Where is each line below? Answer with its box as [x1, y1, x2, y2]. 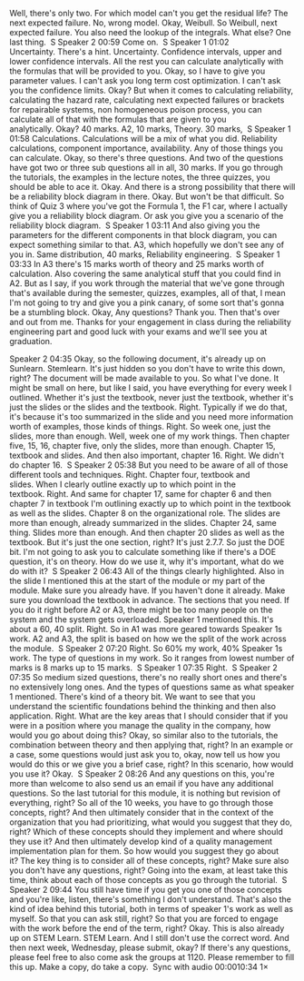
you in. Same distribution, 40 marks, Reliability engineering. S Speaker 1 [9, 249, 280, 260]
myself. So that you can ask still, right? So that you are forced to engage [9, 913, 279, 924]
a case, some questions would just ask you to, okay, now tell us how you [9, 749, 280, 759]
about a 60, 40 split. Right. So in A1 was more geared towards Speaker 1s [9, 624, 283, 634]
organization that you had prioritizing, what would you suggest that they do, [9, 817, 293, 827]
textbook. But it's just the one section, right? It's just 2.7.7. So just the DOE [9, 537, 286, 548]
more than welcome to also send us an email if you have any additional [9, 778, 274, 788]
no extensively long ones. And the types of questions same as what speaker [9, 681, 295, 692]
